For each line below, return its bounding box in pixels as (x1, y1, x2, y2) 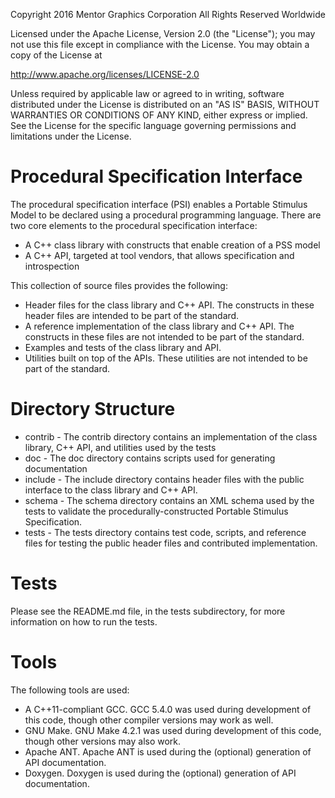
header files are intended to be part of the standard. (24, 309, 240, 321)
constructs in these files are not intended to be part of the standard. (24, 330, 305, 343)
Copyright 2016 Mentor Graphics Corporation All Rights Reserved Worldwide (10, 9, 326, 20)
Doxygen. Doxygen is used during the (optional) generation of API (24, 767, 297, 779)
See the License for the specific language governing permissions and (10, 120, 297, 131)
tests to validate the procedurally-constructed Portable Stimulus (24, 505, 289, 517)
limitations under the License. (10, 130, 132, 142)
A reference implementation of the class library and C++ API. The (24, 320, 295, 332)
